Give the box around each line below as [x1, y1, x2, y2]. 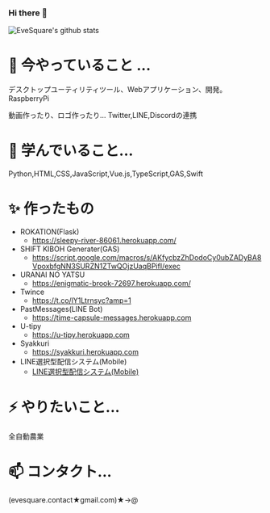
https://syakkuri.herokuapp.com [31, 347, 139, 357]
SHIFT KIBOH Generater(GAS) [19, 244, 120, 254]
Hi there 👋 [8, 7, 48, 19]
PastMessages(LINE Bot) [19, 305, 103, 314]
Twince [19, 287, 45, 297]
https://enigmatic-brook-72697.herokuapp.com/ [31, 279, 191, 288]
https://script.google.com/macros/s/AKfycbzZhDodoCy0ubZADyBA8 [31, 253, 262, 263]
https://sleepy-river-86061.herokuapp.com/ [31, 236, 177, 246]
